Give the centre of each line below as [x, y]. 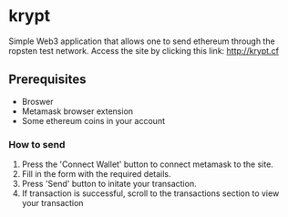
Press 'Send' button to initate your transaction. [109, 184]
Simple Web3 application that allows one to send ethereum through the [142, 41]
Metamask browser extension [77, 111]
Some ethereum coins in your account [93, 120]
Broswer [37, 101]
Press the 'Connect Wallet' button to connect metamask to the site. [148, 164]
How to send [37, 144]
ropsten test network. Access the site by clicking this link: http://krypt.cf [144, 50]
